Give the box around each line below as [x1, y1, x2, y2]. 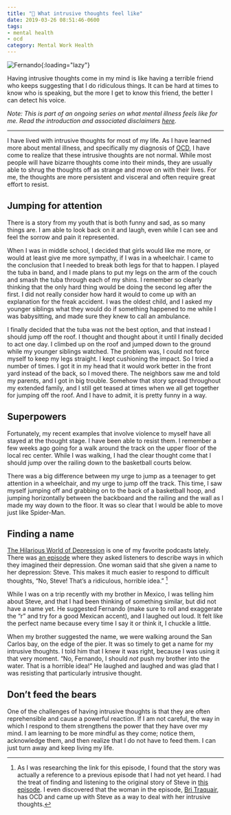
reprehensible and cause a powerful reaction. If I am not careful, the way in [7, 714, 220, 722]
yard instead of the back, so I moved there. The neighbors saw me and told [7, 369, 220, 377]
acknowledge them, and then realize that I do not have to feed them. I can [7, 736, 217, 744]
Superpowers [7, 411, 67, 423]
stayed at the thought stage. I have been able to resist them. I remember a [7, 436, 217, 445]
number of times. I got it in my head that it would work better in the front [7, 361, 212, 370]
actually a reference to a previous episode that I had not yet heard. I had [16, 770, 221, 779]
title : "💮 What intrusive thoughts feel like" [7, 10, 143, 17]
